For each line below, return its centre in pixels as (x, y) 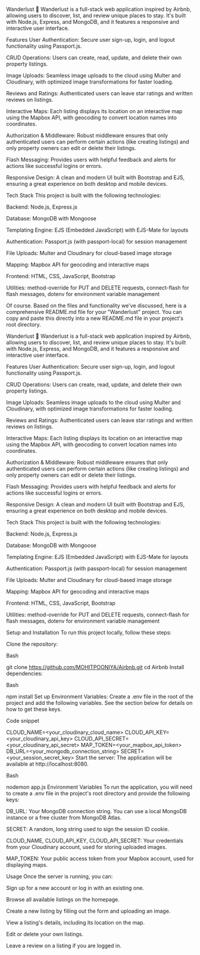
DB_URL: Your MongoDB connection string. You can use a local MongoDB (96, 811)
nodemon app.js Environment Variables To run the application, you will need (99, 787)
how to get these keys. (34, 709)
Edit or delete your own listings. (45, 934)
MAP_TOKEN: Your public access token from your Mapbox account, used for (100, 858)
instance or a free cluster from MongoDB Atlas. (64, 817)
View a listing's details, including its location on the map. (75, 923)
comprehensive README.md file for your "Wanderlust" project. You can (94, 312)
